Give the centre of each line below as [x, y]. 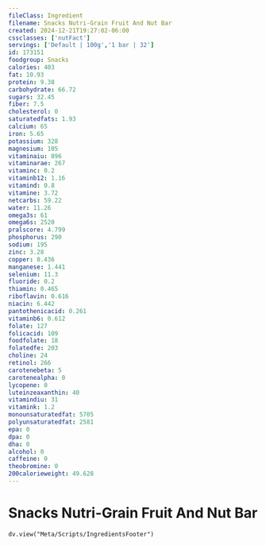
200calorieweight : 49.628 [51, 474]
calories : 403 [32, 68]
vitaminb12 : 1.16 [37, 178]
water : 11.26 [30, 207]
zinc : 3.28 [26, 252]
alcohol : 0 [26, 451]
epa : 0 [19, 429]
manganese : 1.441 [37, 267]
